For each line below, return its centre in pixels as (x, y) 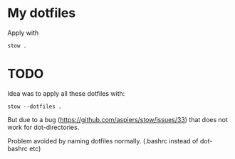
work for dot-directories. (43, 127)
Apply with (23, 33)
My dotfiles (42, 13)
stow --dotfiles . (35, 106)
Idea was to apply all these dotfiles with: (66, 93)
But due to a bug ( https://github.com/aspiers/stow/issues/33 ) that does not (117, 119)
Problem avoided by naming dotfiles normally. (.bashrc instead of (103, 141)
